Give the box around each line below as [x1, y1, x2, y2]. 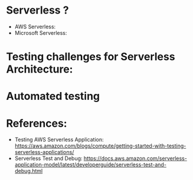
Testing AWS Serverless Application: [14, 136, 104, 143]
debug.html [14, 168, 43, 175]
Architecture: [6, 63, 73, 76]
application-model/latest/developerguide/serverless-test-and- [14, 161, 167, 168]
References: [6, 116, 67, 130]
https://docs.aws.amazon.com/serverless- [83, 155, 187, 162]
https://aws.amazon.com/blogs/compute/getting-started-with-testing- [14, 142, 187, 149]
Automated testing [6, 90, 100, 103]
